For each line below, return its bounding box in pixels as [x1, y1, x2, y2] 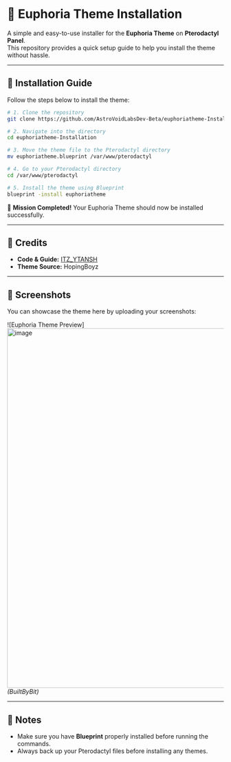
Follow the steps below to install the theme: [7, 96, 130, 104]
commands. [16, 739, 51, 748]
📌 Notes [7, 714, 42, 725]
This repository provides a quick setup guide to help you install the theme [7, 43, 215, 52]
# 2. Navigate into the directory [7, 127, 107, 135]
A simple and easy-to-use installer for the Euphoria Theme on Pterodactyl [7, 29, 219, 37]
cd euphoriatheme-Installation [7, 134, 97, 141]
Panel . [7, 36, 25, 44]
